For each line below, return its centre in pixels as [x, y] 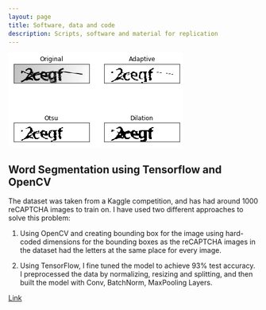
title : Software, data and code [62, 25]
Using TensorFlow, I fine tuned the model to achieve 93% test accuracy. [137, 265]
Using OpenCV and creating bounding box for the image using [121, 234]
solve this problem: [39, 218]
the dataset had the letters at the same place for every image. [121, 250]
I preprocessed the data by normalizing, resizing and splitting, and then [136, 274]
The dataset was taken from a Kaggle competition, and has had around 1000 [133, 201]
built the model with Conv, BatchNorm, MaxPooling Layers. [116, 283]
